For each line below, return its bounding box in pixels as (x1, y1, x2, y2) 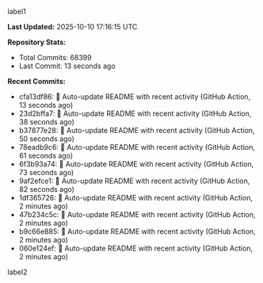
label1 (7, 7, 27, 16)
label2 (7, 267, 28, 277)
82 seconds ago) (18, 185, 74, 193)
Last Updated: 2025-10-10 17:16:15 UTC (7, 22, 138, 31)
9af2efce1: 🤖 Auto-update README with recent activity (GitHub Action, (18, 176, 250, 185)
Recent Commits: (7, 77, 66, 86)
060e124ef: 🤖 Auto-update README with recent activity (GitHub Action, (18, 243, 253, 253)
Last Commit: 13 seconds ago (18, 61, 116, 71)
